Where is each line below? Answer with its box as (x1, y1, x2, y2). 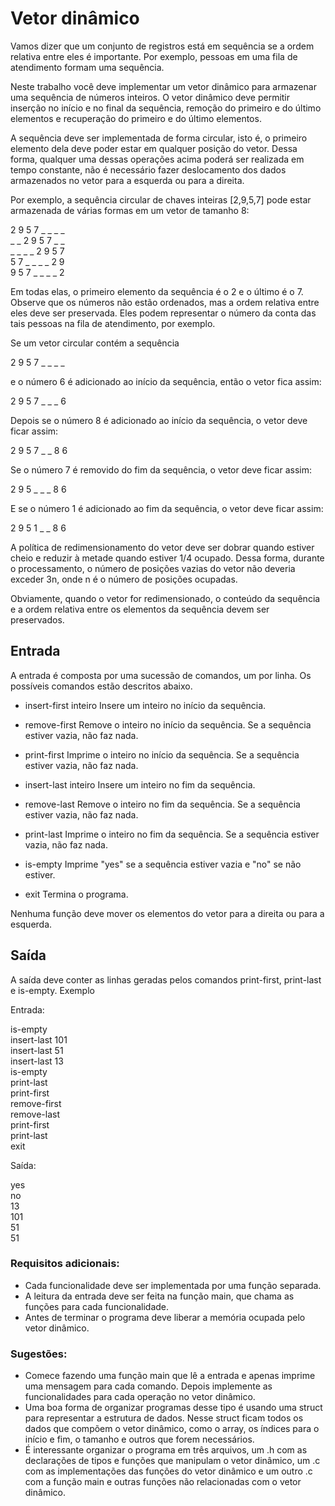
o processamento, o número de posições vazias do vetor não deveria (10, 562, 296, 574)
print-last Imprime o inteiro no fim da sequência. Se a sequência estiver (24, 828, 320, 840)
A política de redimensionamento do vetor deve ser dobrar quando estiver (10, 541, 315, 553)
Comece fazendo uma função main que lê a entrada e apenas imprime (24, 1370, 316, 1382)
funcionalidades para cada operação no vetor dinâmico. (24, 1391, 256, 1403)
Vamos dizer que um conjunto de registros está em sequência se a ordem (10, 40, 315, 52)
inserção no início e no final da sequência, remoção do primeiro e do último (10, 102, 322, 114)
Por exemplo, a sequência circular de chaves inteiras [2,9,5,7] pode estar (10, 193, 312, 206)
